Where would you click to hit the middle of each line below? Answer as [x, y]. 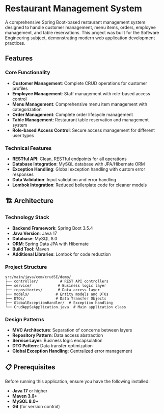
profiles [20, 88]
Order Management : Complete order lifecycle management [73, 114]
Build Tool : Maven [31, 249]
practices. [15, 43]
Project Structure [26, 267]
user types [23, 135]
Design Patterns [25, 319]
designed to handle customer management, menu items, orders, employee [81, 27]
